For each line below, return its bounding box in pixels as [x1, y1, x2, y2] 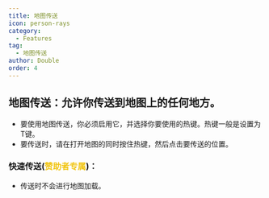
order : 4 [8, 64, 38, 72]
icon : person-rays [8, 19, 70, 27]
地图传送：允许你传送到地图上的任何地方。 [8, 96, 221, 109]
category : [8, 27, 42, 35]
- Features [15, 34, 53, 43]
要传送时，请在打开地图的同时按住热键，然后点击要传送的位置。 [19, 138, 233, 149]
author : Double [8, 57, 60, 65]
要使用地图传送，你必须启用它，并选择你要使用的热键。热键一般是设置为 [19, 118, 261, 129]
